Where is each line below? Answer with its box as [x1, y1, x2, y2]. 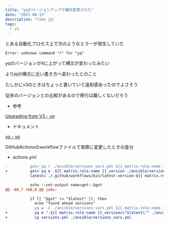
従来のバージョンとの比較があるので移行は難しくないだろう [5, 92, 128, 98]
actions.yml [12, 154, 37, 160]
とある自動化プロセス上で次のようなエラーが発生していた [5, 41, 124, 47]
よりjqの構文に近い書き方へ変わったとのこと [5, 71, 97, 77]
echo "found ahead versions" [34, 201, 96, 206]
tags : [5, 21, 17, 27]
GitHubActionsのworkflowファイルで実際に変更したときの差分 [5, 144, 134, 150]
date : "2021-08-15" [5, 12, 46, 17]
